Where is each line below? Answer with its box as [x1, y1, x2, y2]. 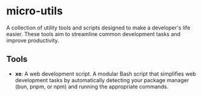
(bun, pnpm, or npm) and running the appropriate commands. [15, 83, 169, 90]
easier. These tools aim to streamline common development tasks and [6, 30, 181, 37]
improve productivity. [6, 37, 59, 44]
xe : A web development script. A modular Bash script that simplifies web [15, 70, 197, 77]
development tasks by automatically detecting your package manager [15, 76, 189, 83]
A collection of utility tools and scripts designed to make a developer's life [6, 24, 191, 31]
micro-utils [6, 4, 64, 18]
